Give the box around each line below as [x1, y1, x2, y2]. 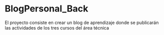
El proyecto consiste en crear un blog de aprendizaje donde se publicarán [5, 19, 159, 25]
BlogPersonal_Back [5, 3, 89, 14]
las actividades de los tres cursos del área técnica [5, 24, 109, 30]
